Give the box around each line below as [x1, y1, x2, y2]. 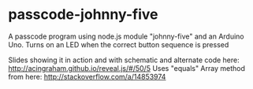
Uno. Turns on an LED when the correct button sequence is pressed [8, 39, 229, 49]
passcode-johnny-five [8, 6, 158, 24]
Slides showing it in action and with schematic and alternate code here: [8, 55, 240, 65]
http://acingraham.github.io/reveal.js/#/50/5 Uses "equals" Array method [8, 63, 246, 72]
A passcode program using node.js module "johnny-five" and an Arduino [8, 32, 244, 41]
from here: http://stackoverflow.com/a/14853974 [8, 72, 166, 81]
